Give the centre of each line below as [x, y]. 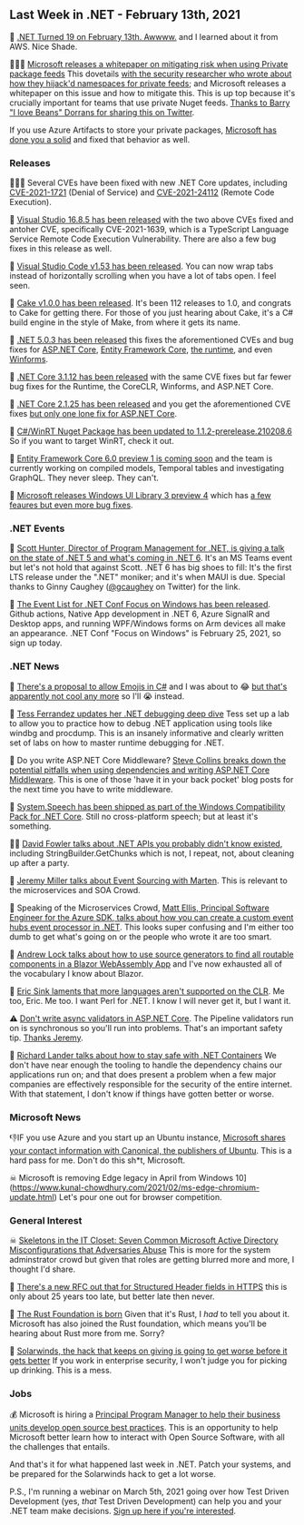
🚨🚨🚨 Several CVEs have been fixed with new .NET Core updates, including [148, 183]
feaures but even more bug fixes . [71, 505]
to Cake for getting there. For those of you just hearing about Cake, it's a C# [151, 313]
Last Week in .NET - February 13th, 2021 [125, 15]
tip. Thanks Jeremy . [46, 1038]
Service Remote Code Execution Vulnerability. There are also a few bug [143, 239]
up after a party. [39, 862]
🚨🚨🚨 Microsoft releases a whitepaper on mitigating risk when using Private [149, 64]
